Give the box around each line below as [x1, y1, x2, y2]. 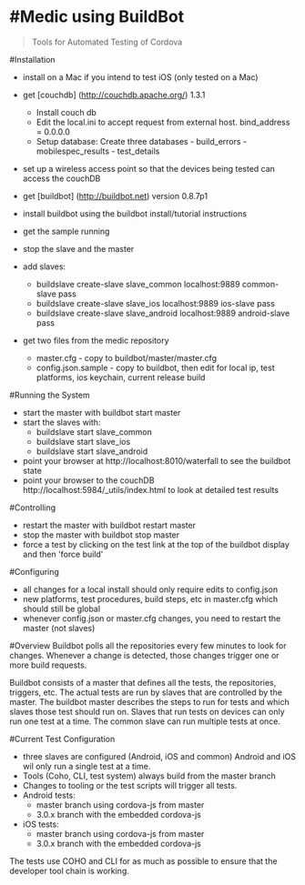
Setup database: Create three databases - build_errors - [36, 136, 248, 146]
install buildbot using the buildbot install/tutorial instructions [22, 207, 248, 219]
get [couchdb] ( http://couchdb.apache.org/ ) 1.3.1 [22, 89, 206, 100]
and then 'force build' [22, 548, 104, 559]
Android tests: [22, 789, 76, 800]
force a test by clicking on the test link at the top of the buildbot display [22, 538, 290, 549]
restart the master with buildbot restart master [22, 519, 197, 530]
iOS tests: [22, 819, 59, 830]
